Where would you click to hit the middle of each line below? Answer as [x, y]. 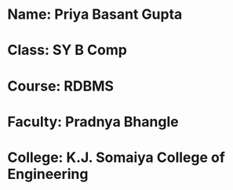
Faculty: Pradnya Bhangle [93, 122]
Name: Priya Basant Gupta [95, 14]
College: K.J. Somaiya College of [116, 157]
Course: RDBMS [61, 86]
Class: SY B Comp [67, 50]
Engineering [48, 174]
